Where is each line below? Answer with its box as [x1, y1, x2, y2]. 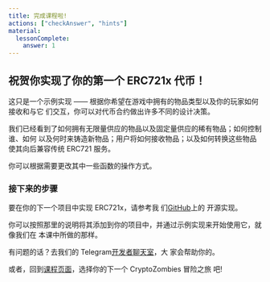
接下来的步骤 [8, 183, 59, 194]
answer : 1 [22, 42, 56, 50]
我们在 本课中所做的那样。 [14, 230, 102, 240]
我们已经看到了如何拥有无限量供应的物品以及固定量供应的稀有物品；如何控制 [8, 123, 262, 133]
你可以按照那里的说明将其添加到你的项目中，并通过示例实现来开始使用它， [8, 220, 255, 230]
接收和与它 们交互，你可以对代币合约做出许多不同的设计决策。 [8, 106, 215, 116]
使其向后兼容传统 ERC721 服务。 [8, 143, 115, 153]
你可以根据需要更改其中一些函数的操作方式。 [8, 160, 157, 170]
